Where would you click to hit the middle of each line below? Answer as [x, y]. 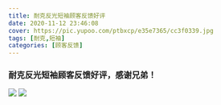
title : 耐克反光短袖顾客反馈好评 [57, 16]
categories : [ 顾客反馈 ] [45, 46]
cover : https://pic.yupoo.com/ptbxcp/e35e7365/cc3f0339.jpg [111, 30]
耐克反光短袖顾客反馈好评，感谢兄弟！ [82, 75]
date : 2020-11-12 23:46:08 [53, 23]
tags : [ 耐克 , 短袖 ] [37, 38]
